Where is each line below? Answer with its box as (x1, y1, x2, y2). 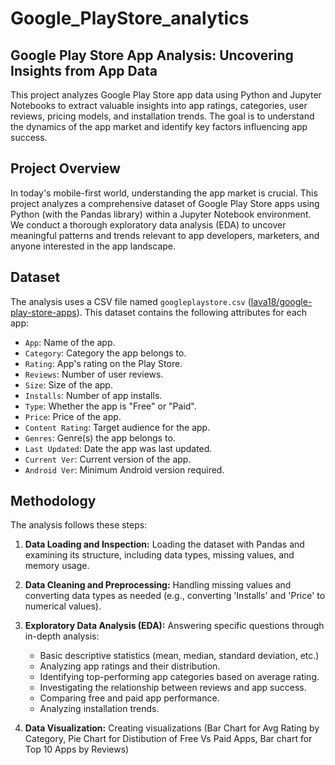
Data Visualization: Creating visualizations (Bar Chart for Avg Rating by (24, 722, 320, 734)
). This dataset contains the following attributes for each (76, 306, 308, 318)
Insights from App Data (10, 62, 158, 79)
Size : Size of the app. (24, 378, 113, 391)
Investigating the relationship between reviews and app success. (39, 682, 307, 694)
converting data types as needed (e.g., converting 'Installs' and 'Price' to (24, 590, 326, 602)
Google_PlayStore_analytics (10, 7, 250, 30)
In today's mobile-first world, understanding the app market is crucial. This (10, 187, 318, 199)
